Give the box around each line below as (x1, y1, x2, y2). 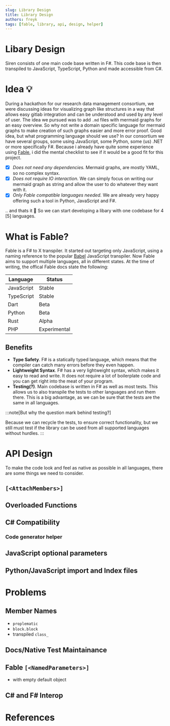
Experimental (39, 326, 71, 333)
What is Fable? (5, 231, 69, 242)
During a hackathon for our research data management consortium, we (5, 101, 154, 107)
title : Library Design (5, 12, 53, 17)
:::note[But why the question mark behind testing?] (5, 409, 112, 416)
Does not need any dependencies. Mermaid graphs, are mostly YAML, (12, 165, 160, 171)
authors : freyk (5, 17, 38, 22)
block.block (12, 626, 38, 632)
